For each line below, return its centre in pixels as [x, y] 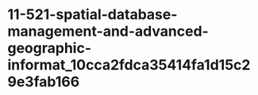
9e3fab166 [44, 82]
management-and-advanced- [108, 31]
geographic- [50, 48]
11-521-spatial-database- [92, 15]
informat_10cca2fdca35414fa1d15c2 [129, 65]
